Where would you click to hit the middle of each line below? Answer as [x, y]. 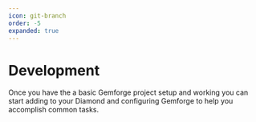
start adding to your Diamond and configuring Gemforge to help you [121, 101]
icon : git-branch [37, 16]
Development [54, 70]
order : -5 [25, 23]
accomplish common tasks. [54, 110]
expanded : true [34, 31]
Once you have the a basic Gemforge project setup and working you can [128, 92]
